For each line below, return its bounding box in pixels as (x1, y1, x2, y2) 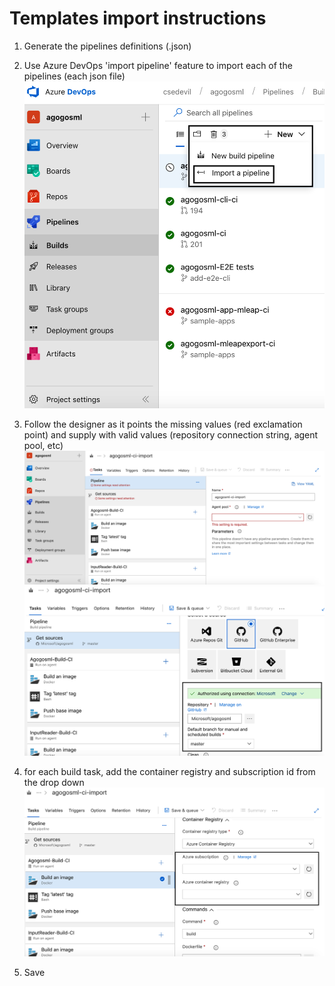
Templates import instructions (9, 7, 267, 30)
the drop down (23, 777, 85, 789)
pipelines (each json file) (23, 70, 126, 82)
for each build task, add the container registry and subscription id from (23, 766, 316, 778)
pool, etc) (23, 440, 64, 452)
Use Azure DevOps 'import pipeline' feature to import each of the (23, 59, 293, 71)
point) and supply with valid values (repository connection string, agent (23, 429, 319, 441)
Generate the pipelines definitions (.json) (23, 40, 192, 52)
